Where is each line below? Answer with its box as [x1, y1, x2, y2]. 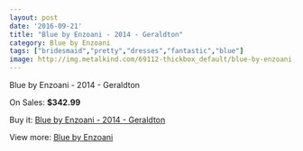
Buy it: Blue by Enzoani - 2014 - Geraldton [9, 114, 166, 125]
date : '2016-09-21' [9, 22, 83, 31]
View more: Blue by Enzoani [9, 132, 114, 142]
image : [9, 55, 34, 64]
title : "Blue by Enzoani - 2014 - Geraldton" [9, 30, 183, 39]
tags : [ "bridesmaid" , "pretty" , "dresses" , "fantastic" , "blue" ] [9, 47, 244, 56]
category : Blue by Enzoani [9, 38, 111, 48]
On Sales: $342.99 [9, 97, 81, 108]
